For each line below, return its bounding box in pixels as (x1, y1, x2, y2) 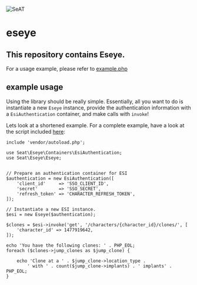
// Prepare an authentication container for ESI (6, 170, 128, 176)
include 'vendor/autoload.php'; (6, 139, 85, 145)
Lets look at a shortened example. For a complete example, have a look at (6, 121, 185, 129)
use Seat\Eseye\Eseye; (6, 155, 62, 161)
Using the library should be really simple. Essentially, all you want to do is (6, 98, 183, 105)
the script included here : (6, 128, 66, 135)
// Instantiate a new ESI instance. (6, 206, 96, 212)
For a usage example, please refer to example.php (6, 65, 128, 72)
